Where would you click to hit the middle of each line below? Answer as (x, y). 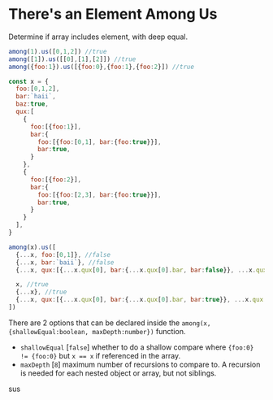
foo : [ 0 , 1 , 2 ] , (38, 89)
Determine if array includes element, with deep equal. (98, 37)
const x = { (28, 81)
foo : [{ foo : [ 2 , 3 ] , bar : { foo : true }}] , (100, 195)
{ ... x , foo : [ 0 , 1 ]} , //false (63, 254)
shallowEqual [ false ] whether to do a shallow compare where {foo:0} (137, 347)
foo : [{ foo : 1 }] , (56, 127)
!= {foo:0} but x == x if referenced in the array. (100, 355)
